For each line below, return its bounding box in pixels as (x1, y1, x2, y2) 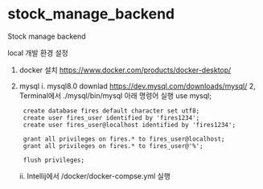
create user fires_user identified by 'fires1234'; (23, 113, 200, 121)
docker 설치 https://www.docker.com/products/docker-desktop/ (18, 65, 232, 75)
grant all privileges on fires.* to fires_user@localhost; (23, 134, 225, 143)
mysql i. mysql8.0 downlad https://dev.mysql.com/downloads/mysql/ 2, (18, 81, 257, 91)
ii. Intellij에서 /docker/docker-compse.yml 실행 (18, 171, 171, 181)
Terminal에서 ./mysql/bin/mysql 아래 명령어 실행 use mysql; (18, 90, 212, 101)
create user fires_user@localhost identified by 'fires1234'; (23, 121, 236, 129)
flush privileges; (23, 156, 85, 164)
